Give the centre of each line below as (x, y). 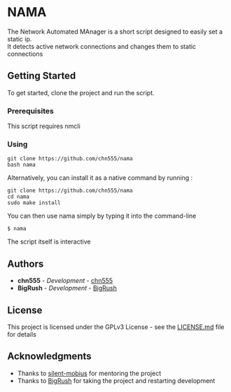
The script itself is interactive (49, 241)
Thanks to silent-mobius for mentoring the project (89, 373)
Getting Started (42, 76)
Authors (26, 264)
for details (22, 334)
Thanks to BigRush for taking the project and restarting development (116, 380)
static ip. (20, 38)
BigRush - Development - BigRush (67, 288)
